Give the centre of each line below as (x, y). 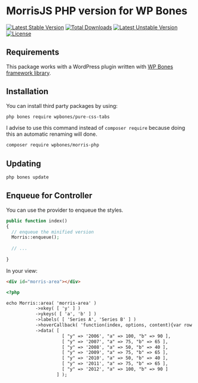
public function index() (37, 221)
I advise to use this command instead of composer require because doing (96, 128)
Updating (24, 163)
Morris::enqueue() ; (36, 237)
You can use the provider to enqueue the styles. (65, 210)
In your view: (22, 270)
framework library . (29, 73)
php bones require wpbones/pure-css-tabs (58, 117)
